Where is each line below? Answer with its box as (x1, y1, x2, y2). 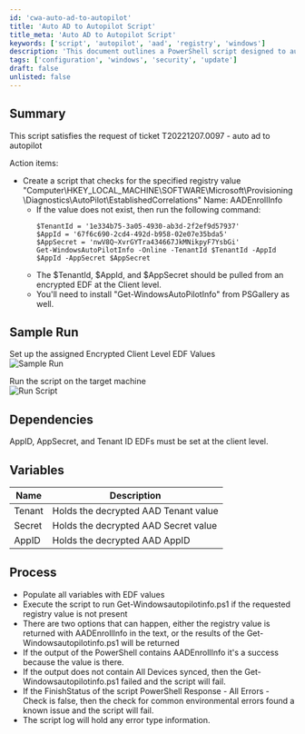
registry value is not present (22, 608, 128, 619)
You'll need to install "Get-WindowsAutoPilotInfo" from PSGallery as (35, 288, 290, 300)
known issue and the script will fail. (22, 705, 154, 716)
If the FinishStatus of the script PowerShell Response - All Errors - (22, 685, 271, 696)
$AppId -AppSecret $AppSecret (35, 253, 152, 263)
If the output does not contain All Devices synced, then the (22, 666, 243, 677)
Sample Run (9, 324, 79, 340)
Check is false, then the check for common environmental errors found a (22, 695, 295, 706)
